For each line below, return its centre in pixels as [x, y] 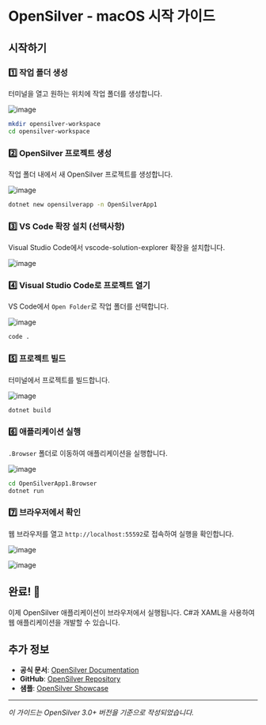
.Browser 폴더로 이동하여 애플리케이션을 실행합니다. [88, 453]
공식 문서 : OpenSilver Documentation [79, 670]
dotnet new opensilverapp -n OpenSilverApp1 [83, 204]
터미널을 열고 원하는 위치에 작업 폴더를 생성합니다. [85, 93]
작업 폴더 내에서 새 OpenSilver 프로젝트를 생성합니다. [91, 174]
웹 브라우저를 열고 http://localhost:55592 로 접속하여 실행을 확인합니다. [121, 533]
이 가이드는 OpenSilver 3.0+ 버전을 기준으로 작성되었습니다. [101, 712]
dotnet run [26, 491]
